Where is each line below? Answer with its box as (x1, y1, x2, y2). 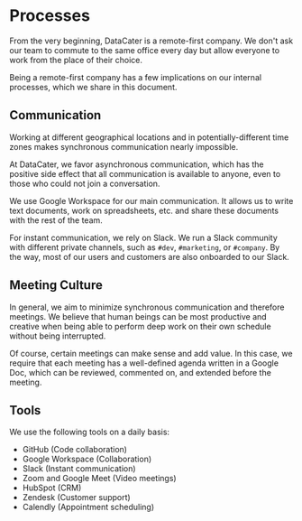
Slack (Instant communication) (22, 463, 137, 474)
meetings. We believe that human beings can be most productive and (9, 311, 268, 321)
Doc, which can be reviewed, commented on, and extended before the (9, 367, 272, 377)
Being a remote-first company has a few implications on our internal (9, 71, 262, 82)
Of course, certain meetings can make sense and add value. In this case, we (9, 348, 293, 358)
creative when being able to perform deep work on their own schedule (9, 321, 272, 331)
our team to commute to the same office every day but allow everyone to (9, 44, 280, 55)
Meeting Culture (9, 277, 104, 293)
